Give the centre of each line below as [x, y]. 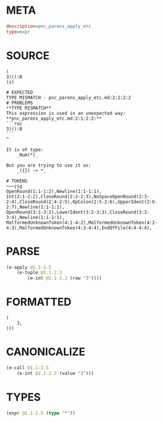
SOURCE [28, 56]
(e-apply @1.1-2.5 [29, 267]
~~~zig [14, 186]
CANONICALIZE [46, 352]
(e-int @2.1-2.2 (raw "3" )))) [65, 278]
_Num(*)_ [28, 155]
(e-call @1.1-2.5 [28, 368]
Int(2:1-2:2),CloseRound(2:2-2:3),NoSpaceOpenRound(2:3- [78, 196]
